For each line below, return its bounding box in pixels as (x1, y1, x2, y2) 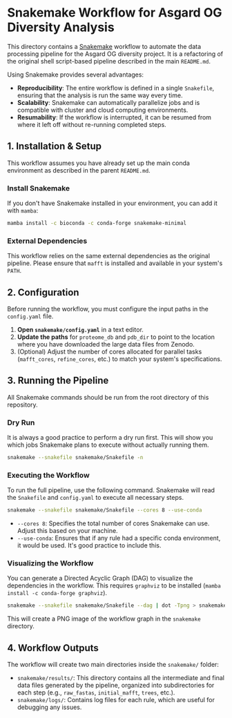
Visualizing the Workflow (7, 559, 94, 568)
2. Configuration (7, 287, 79, 298)
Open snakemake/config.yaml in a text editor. (17, 326, 144, 334)
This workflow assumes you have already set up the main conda (7, 159, 190, 167)
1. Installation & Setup (7, 140, 102, 153)
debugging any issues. (17, 703, 82, 712)
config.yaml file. (7, 312, 54, 320)
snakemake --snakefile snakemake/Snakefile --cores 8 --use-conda (7, 507, 202, 514)
